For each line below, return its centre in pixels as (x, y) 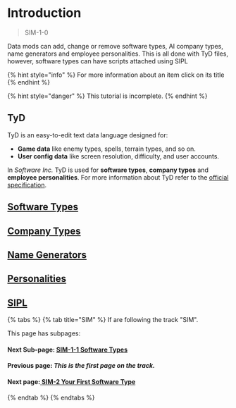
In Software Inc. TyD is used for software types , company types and (108, 170)
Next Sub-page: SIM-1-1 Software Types (68, 350)
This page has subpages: (44, 333)
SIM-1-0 (36, 32)
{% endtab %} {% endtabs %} (51, 397)
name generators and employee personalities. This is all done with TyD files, (118, 54)
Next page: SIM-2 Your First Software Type (72, 381)
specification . (27, 185)
